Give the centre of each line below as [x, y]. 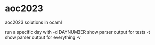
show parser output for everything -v [43, 37]
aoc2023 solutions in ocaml [34, 22]
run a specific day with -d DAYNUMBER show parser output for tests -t [77, 32]
